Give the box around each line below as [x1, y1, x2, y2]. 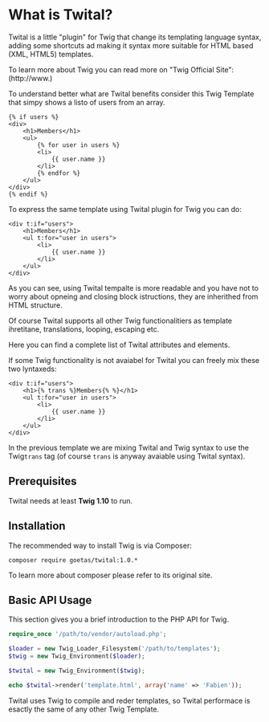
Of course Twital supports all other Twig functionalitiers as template [8, 316, 233, 325]
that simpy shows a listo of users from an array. [8, 97, 166, 107]
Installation [8, 520, 66, 533]
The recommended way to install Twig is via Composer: [8, 540, 193, 550]
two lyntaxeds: [8, 364, 57, 373]
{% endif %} [8, 190, 48, 198]
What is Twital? [8, 6, 113, 24]
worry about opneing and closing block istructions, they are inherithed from [8, 292, 259, 301]
